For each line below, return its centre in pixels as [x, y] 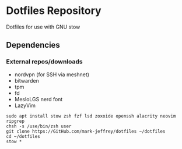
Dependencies [33, 45]
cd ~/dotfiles [23, 136]
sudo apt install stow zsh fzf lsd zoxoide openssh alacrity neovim [91, 116]
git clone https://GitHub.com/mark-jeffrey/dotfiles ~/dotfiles [86, 131]
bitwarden [27, 80]
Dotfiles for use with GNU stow [43, 27]
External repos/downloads [44, 62]
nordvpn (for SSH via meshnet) [52, 74]
